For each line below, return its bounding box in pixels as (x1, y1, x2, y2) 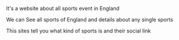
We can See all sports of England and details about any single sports (6, 16, 173, 23)
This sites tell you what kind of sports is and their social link (6, 27, 151, 34)
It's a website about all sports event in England (6, 5, 120, 12)
